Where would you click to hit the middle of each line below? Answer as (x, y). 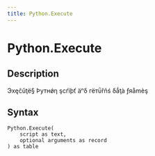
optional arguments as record (64, 141)
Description (33, 74)
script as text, (43, 134)
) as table (23, 147)
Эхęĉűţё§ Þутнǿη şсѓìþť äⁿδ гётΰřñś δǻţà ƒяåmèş (77, 91)
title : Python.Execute (40, 14)
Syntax (23, 112)
